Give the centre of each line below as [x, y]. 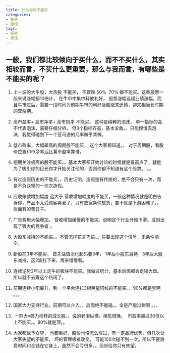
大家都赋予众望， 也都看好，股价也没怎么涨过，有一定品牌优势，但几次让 [89, 333]
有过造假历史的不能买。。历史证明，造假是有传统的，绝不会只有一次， [85, 179]
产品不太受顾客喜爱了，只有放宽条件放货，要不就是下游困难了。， [94, 202]
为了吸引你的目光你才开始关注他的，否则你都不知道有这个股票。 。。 [83, 168]
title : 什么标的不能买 [27, 10]
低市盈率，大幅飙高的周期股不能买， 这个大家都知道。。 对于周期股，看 [86, 145]
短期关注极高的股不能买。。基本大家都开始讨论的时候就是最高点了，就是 [87, 162]
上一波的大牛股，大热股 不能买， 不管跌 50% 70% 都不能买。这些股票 [86, 92]
